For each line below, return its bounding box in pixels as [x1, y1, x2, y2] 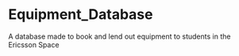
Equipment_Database [8, 6, 153, 24]
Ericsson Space [8, 39, 60, 49]
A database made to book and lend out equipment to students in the [8, 32, 231, 41]
